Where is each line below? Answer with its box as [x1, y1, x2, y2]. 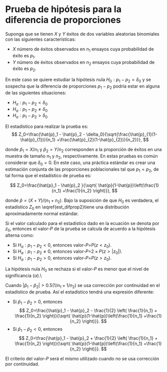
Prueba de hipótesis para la [5, 4, 122, 15]
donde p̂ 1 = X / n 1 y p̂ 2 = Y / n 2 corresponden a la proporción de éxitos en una [5, 146, 162, 154]
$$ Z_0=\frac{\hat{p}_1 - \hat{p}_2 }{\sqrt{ [10, 182, 97, 188]
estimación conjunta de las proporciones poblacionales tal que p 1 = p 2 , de [5, 166, 159, 173]
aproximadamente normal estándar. [5, 210, 79, 216]
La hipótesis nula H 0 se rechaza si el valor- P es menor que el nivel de [5, 266, 149, 273]
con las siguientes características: [5, 36, 76, 42]
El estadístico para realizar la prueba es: [5, 123, 89, 129]
